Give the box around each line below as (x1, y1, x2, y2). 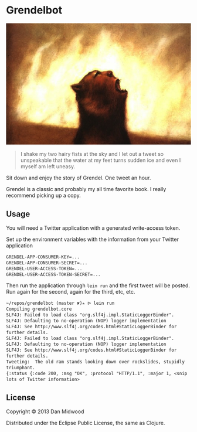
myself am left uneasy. (20, 163, 76, 170)
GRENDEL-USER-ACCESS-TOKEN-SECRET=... (6, 272, 101, 278)
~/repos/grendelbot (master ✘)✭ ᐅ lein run (6, 300, 115, 307)
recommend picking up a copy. (6, 192, 81, 199)
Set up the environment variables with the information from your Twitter (6, 236, 179, 243)
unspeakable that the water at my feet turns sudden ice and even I (20, 157, 181, 164)
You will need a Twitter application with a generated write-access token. (6, 224, 181, 232)
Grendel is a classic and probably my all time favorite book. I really (6, 186, 167, 193)
